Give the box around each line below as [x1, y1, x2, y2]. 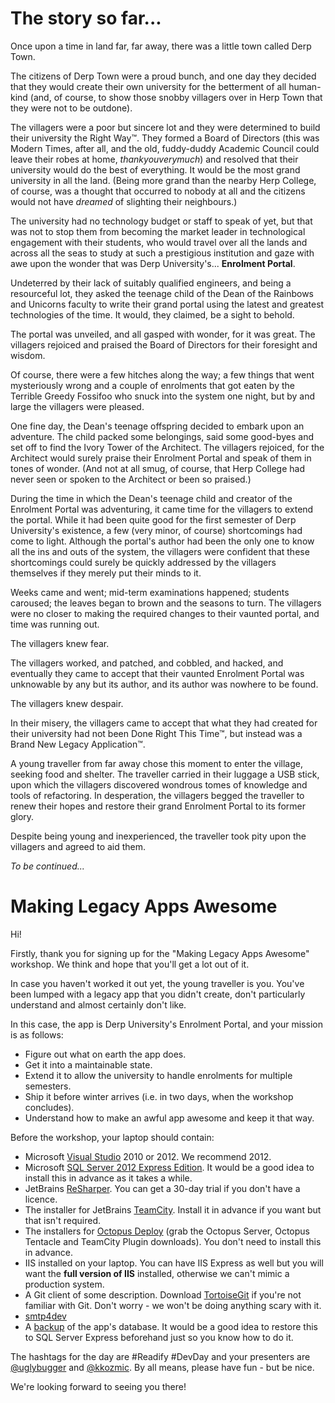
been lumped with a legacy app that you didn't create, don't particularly [10, 988, 306, 1000]
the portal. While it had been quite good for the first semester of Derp [10, 513, 297, 526]
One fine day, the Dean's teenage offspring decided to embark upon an [10, 420, 305, 432]
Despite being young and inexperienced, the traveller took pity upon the [10, 830, 307, 842]
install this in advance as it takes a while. [24, 1172, 193, 1184]
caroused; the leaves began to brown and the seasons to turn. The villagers [10, 597, 322, 609]
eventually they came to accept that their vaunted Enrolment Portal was [10, 667, 305, 679]
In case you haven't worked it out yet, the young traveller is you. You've [10, 977, 305, 989]
